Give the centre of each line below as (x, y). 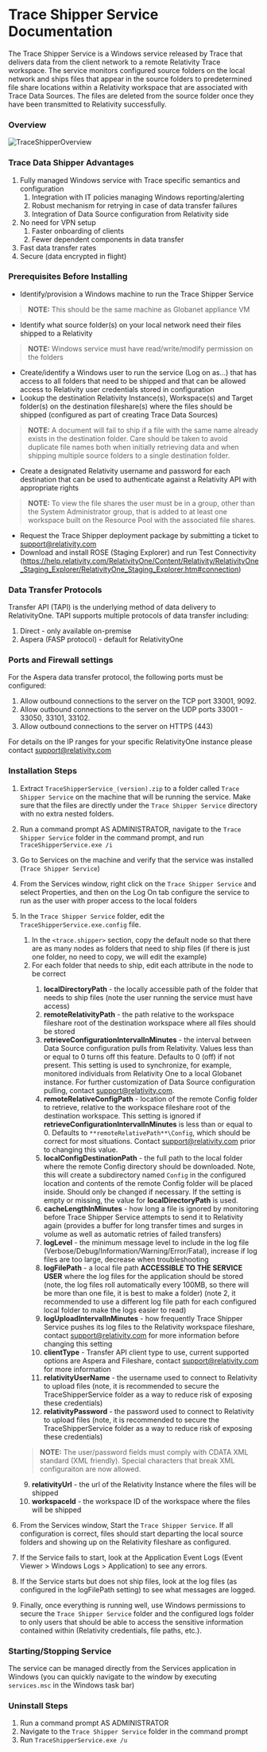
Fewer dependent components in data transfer (108, 239)
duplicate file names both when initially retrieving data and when (133, 447)
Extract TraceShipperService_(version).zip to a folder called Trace (130, 788)
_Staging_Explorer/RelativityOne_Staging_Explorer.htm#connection (129, 569)
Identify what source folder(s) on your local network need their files (130, 324)
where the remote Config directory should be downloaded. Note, (149, 1166)
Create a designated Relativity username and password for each (125, 471)
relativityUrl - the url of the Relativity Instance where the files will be (144, 1484)
